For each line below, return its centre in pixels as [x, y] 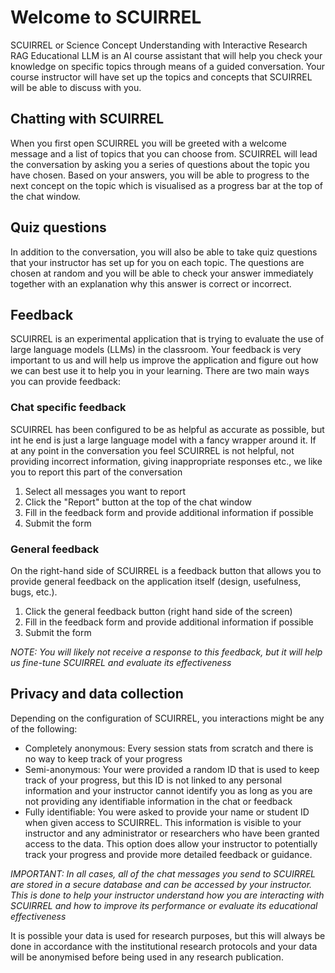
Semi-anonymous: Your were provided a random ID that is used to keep [172, 769]
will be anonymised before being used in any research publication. [147, 957]
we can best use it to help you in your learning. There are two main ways [160, 371]
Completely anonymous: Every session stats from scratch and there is [169, 748]
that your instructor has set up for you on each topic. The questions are [157, 262]
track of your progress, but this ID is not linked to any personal [153, 780]
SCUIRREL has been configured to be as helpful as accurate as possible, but [167, 429]
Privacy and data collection [97, 694]
